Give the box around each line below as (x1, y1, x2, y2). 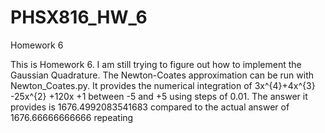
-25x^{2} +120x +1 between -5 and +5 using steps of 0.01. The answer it (10, 90, 308, 102)
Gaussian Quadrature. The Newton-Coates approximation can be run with (10, 69, 315, 81)
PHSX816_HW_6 (10, 6, 148, 29)
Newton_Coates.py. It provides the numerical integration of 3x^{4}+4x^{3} (10, 79, 316, 91)
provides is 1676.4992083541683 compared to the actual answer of (10, 101, 290, 113)
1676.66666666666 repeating (10, 111, 134, 123)
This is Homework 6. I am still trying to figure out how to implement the (10, 58, 302, 70)
